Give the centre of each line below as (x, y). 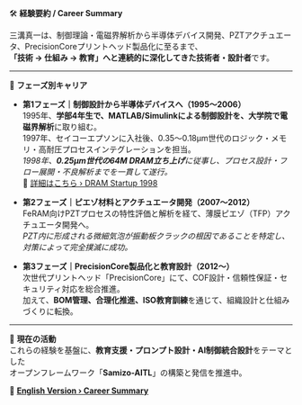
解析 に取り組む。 (70, 127)
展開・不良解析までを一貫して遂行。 (105, 172)
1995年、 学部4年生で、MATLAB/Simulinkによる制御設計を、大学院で (151, 116)
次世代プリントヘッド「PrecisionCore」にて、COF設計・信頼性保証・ (151, 278)
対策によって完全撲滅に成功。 (77, 247)
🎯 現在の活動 (33, 339)
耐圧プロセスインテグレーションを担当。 (121, 149)
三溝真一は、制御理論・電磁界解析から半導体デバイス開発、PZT (127, 35)
